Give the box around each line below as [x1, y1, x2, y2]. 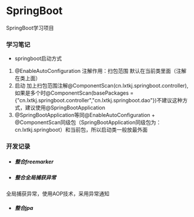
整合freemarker [14, 158, 54, 165]
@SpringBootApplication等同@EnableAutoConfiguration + [14, 112, 156, 119]
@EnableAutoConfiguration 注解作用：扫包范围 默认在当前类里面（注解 [14, 68, 187, 75]
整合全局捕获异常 [14, 174, 56, 181]
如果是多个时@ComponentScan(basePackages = [14, 89, 134, 96]
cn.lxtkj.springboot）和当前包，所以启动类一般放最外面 [14, 126, 148, 133]
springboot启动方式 [14, 55, 62, 62]
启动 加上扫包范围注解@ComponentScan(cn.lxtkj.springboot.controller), [14, 82, 189, 89]
